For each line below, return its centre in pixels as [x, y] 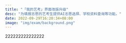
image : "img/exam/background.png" [40, 23]
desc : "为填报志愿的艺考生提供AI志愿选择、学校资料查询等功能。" [63, 14]
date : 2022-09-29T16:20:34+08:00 [39, 18]
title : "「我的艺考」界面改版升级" [37, 9]
